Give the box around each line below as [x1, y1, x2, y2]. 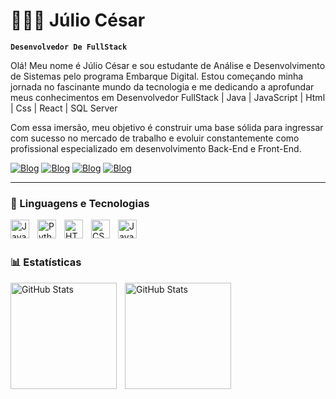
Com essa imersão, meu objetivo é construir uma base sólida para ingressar [10, 121, 324, 133]
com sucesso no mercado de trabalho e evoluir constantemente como [10, 132, 300, 144]
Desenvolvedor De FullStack [10, 42, 128, 52]
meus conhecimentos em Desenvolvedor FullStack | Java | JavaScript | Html [10, 91, 326, 103]
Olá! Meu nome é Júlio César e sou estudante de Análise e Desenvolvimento [10, 59, 326, 71]
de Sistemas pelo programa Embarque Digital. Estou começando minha [10, 70, 304, 82]
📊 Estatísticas [10, 255, 82, 269]
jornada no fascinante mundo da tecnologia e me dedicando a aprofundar [10, 80, 315, 93]
